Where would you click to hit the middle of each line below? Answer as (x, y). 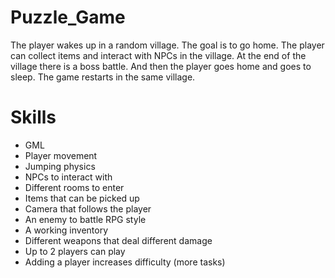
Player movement (61, 155)
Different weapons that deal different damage (118, 240)
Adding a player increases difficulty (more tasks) (125, 262)
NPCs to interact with (68, 177)
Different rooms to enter (74, 187)
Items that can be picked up (82, 198)
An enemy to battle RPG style (85, 219)
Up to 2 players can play (75, 251)
